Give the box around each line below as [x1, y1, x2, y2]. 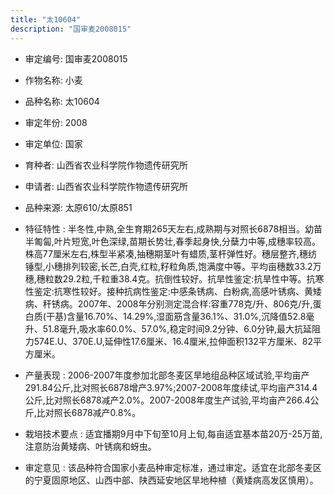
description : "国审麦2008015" [10, 24, 132, 34]
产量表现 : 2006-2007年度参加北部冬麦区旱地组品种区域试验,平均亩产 [24, 369, 310, 381]
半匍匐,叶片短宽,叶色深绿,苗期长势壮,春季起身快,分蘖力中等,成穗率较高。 [24, 235, 321, 247]
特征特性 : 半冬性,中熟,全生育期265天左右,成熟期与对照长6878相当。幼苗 [24, 222, 323, 235]
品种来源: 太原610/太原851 [24, 201, 133, 213]
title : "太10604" [10, 14, 82, 25]
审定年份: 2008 [24, 116, 88, 128]
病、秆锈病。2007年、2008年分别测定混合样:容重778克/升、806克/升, [24, 297, 313, 310]
